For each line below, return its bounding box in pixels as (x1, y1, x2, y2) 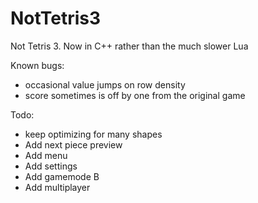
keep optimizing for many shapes (24, 128, 163, 140)
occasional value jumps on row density (24, 78, 186, 91)
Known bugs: (10, 59, 65, 71)
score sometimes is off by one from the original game (24, 89, 246, 101)
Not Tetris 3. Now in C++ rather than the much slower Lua (10, 40, 249, 52)
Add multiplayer (24, 181, 91, 193)
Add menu (24, 149, 68, 161)
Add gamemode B (24, 170, 100, 182)
